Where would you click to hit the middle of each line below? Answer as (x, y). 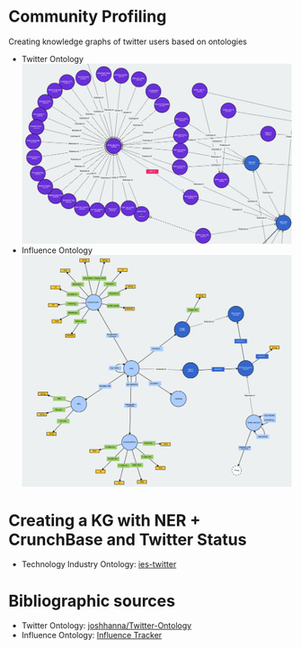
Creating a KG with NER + (105, 520)
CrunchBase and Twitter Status (128, 540)
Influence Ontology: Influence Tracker (92, 635)
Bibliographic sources (92, 601)
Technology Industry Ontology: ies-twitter (99, 564)
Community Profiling (88, 17)
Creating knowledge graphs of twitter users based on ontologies (128, 41)
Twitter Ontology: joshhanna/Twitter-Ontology (106, 626)
